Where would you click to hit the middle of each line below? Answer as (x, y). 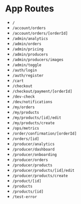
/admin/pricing (28, 49)
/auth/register (28, 75)
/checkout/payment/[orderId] (42, 91)
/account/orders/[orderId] (40, 33)
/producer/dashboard (33, 149)
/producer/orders (30, 160)
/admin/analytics (30, 38)
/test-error (24, 197)
